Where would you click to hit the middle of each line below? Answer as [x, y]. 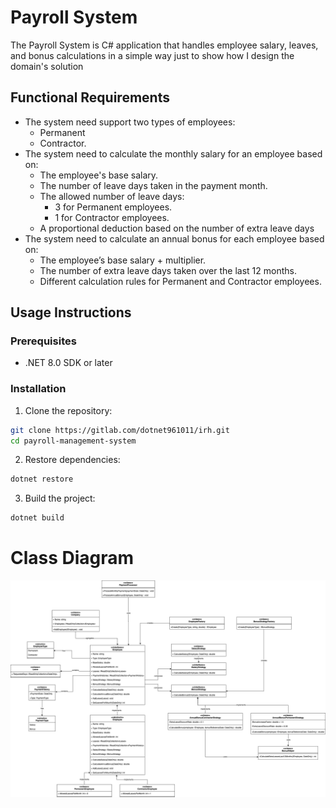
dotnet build [37, 518]
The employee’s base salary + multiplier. [123, 260]
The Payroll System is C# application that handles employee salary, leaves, [164, 45]
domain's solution [47, 66]
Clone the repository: [68, 410]
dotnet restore [42, 479]
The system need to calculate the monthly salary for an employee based [173, 153]
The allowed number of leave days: [112, 196]
